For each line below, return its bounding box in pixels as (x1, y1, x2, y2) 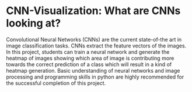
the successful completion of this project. (6, 79, 106, 86)
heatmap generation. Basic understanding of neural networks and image (6, 67, 180, 74)
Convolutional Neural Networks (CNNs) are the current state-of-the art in (6, 36, 182, 43)
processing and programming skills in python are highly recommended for (6, 73, 184, 80)
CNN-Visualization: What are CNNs (6, 4, 181, 18)
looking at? (6, 16, 61, 30)
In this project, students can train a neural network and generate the (6, 48, 170, 55)
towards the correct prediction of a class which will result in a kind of (6, 60, 172, 68)
